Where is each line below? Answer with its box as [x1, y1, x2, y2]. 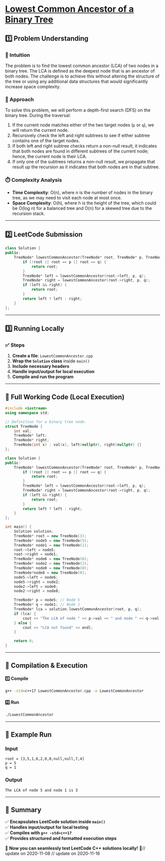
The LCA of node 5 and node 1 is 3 [5, 787, 78, 793]
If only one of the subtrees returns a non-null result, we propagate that [12, 159, 156, 165]
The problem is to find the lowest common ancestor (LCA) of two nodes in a [5, 63, 159, 69]
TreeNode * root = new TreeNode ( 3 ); [14, 533, 87, 539]
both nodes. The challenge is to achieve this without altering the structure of [5, 73, 160, 79]
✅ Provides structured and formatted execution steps [5, 835, 117, 841]
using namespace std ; [5, 410, 50, 415]
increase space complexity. [5, 83, 61, 89]
